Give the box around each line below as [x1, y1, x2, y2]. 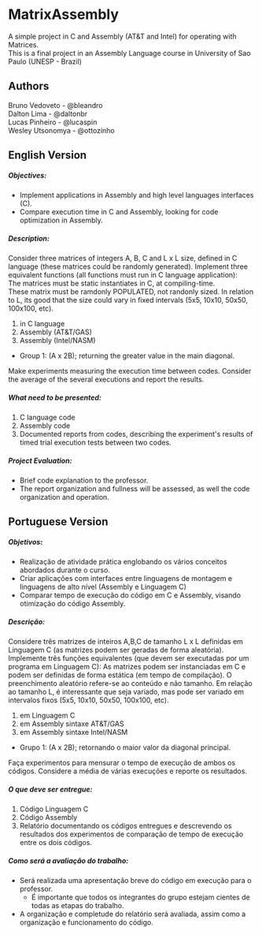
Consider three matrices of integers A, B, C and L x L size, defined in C [8, 254, 238, 263]
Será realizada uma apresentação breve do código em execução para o [19, 876, 252, 885]
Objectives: [8, 170, 47, 180]
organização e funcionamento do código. [19, 918, 153, 927]
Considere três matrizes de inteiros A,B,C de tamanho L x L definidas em [8, 637, 244, 646]
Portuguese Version [8, 515, 109, 529]
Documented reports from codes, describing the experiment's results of [19, 430, 253, 439]
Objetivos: [8, 538, 43, 546]
